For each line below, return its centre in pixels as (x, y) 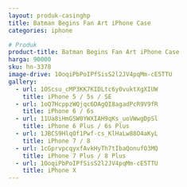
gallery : (23, 82)
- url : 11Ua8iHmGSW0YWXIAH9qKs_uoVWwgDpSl (87, 119)
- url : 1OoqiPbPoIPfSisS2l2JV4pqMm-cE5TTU (87, 163)
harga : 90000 (30, 60)
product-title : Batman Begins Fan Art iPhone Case (94, 53)
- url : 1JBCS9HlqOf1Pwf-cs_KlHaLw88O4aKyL (87, 134)
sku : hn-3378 (30, 67)
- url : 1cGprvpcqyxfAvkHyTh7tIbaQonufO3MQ (87, 148)
